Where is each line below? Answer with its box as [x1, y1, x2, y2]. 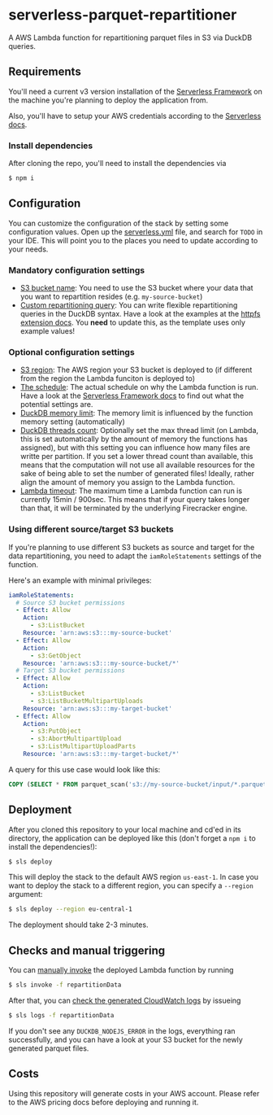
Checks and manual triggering [8, 943, 165, 957]
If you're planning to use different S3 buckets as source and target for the [8, 542, 255, 552]
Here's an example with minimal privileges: [8, 575, 152, 585]
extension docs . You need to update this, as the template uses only [19, 317, 246, 327]
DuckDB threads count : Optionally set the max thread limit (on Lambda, [19, 426, 258, 435]
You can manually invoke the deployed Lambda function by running [8, 965, 234, 975]
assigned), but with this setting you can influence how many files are [19, 443, 250, 453]
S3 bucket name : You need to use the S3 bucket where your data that [19, 283, 253, 293]
